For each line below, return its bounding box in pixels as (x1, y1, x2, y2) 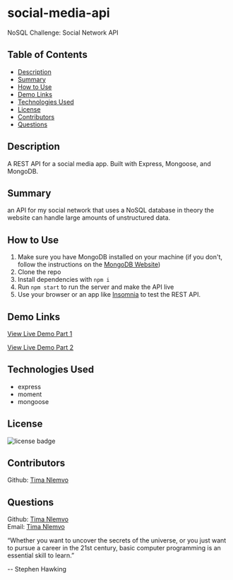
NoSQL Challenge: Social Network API (7, 28, 119, 37)
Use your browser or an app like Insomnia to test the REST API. (17, 290, 201, 299)
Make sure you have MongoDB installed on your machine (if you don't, (17, 253, 223, 261)
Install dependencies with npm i (17, 276, 110, 284)
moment (17, 390, 42, 398)
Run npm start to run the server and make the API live (17, 283, 174, 291)
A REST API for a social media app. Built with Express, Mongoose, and (7, 159, 211, 167)
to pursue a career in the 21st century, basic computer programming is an (7, 544, 221, 552)
